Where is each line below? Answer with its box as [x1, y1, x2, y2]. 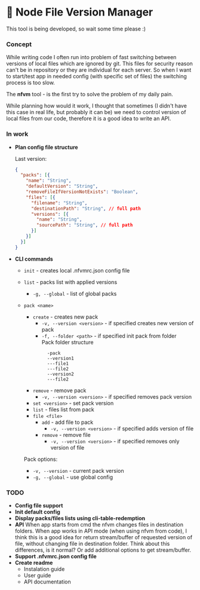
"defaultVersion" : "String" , [26, 184, 99, 189]
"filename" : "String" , [30, 200, 88, 206]
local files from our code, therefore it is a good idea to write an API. [6, 115, 171, 122]
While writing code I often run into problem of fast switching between [6, 54, 177, 61]
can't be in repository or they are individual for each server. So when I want [6, 66, 192, 74]
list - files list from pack [32, 406, 94, 413]
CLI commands [14, 255, 54, 262]
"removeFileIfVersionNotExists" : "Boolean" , [26, 189, 139, 195]
